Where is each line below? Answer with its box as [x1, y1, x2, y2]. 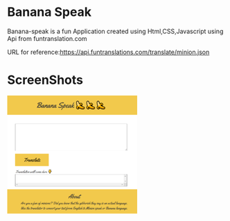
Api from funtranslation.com [7, 34, 88, 42]
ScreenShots [7, 72, 83, 88]
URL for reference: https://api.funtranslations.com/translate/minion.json [7, 48, 210, 56]
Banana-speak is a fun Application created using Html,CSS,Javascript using [7, 27, 224, 35]
